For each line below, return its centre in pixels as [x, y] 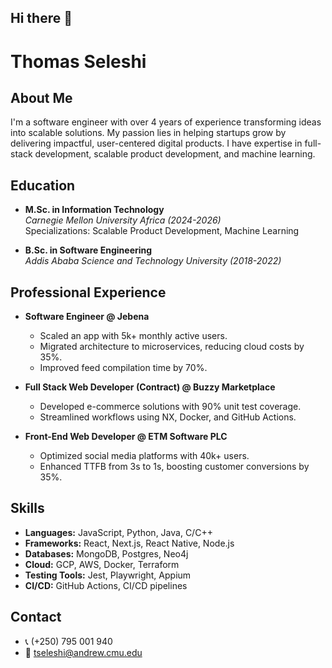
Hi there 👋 [41, 18]
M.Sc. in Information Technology [94, 210]
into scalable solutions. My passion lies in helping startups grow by [148, 133]
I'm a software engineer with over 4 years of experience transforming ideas [166, 122]
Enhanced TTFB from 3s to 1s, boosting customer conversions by [174, 467]
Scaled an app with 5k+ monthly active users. [133, 336]
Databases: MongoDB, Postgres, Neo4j [106, 553]
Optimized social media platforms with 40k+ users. [144, 456]
